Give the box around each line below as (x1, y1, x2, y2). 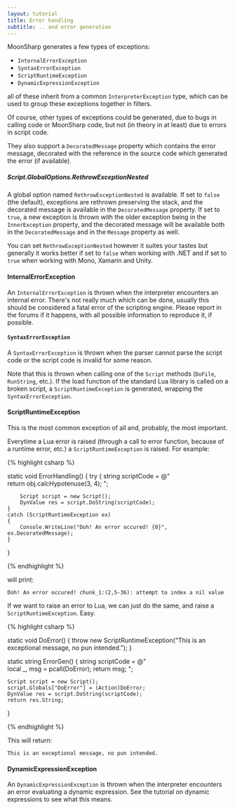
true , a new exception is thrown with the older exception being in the (7, 213, 207, 221)
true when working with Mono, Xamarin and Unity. (7, 256, 153, 265)
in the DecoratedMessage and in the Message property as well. (7, 228, 180, 236)
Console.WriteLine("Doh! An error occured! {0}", (20, 523, 168, 530)
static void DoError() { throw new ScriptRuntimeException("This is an (7, 636, 206, 644)
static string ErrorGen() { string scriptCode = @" (7, 657, 147, 665)
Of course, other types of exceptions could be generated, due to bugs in (7, 113, 217, 122)
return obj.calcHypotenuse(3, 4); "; (7, 479, 109, 488)
